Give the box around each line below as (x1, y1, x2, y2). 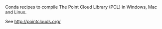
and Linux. (5, 9, 27, 15)
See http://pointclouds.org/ (5, 19, 61, 24)
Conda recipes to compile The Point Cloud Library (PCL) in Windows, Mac (5, 4, 158, 10)
